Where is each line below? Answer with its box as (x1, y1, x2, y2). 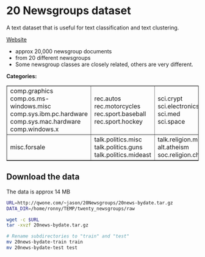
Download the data (6, 172, 80, 182)
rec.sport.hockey (94, 117, 143, 125)
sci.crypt (157, 94, 183, 103)
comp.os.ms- (10, 94, 50, 103)
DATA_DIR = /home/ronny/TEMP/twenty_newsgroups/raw (6, 206, 135, 212)
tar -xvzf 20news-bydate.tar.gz (6, 222, 88, 228)
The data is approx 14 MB (6, 188, 71, 195)
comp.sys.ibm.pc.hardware (10, 110, 88, 118)
